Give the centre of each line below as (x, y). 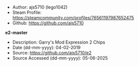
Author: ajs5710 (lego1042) (40, 7)
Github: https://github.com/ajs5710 (48, 23)
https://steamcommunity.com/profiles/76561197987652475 (73, 18)
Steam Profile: (27, 12)
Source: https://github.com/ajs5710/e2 (52, 53)
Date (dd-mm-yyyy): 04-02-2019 (46, 47)
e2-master (16, 33)
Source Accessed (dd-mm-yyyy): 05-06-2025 (60, 58)
